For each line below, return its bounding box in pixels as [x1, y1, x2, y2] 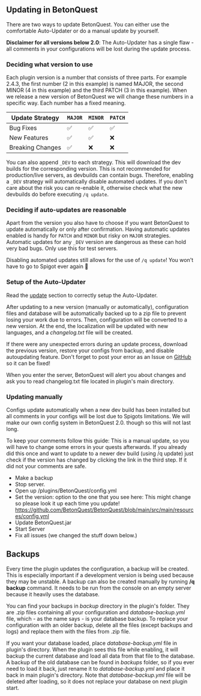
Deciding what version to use [6, 60, 93, 69]
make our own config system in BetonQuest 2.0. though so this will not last [6, 419, 191, 426]
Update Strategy [11, 114, 59, 122]
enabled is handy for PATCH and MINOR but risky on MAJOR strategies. [6, 232, 171, 239]
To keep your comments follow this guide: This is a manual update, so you [6, 437, 190, 444]
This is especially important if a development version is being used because [6, 571, 194, 579]
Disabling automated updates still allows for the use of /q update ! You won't [6, 257, 194, 264]
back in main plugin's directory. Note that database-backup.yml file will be [6, 671, 191, 679]
